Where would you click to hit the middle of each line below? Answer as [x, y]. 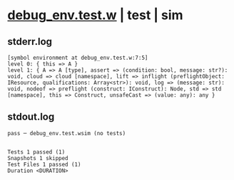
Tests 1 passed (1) [36, 152]
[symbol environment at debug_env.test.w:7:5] [78, 58]
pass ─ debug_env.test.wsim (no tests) [67, 133]
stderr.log [30, 42]
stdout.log [31, 117]
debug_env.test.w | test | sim [95, 15]
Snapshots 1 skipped [38, 158]
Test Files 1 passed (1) [44, 164]
